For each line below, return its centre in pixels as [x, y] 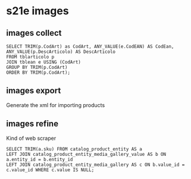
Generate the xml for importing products [56, 105]
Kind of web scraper [31, 138]
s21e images [38, 11]
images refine [32, 124]
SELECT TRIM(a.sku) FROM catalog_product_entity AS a [74, 149]
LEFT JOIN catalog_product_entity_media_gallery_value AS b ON [86, 154]
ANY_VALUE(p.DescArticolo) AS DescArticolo [61, 52]
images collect [34, 33]
